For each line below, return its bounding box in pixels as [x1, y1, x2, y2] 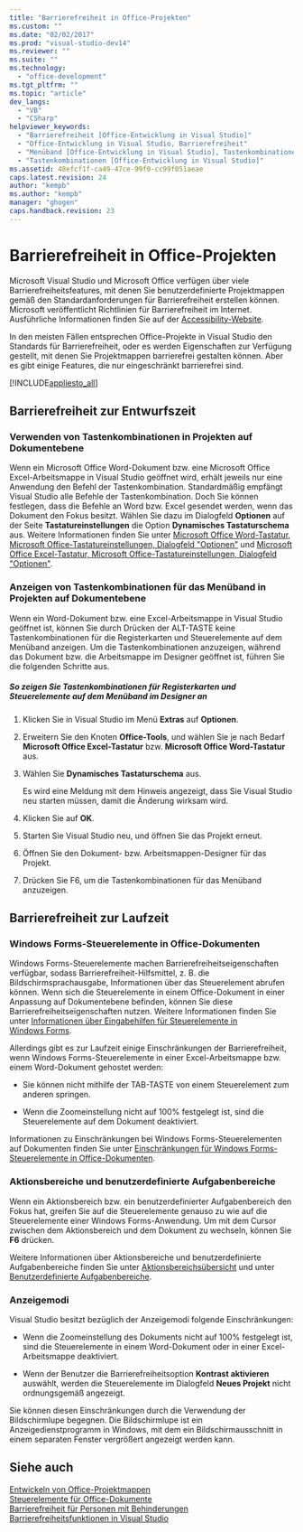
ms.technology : [9, 64, 67, 73]
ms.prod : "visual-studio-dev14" [9, 38, 131, 48]
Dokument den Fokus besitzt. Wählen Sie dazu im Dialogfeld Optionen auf [9, 510, 286, 521]
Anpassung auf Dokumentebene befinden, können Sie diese [9, 996, 233, 1007]
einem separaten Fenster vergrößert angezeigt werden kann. [9, 1434, 235, 1444]
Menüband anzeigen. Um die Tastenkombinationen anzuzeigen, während [9, 641, 281, 652]
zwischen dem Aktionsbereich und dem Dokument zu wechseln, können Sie [9, 1225, 292, 1236]
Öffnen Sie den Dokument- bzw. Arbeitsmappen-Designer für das [22, 847, 267, 858]
